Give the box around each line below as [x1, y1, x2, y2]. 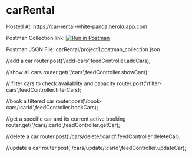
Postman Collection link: [6, 34, 65, 41]
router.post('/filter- [117, 80, 162, 87]
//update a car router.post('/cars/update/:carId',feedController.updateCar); [6, 144, 187, 151]
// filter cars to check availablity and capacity [6, 80, 116, 87]
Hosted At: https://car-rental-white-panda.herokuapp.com [6, 23, 147, 30]
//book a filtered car [6, 98, 55, 105]
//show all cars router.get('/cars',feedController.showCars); [6, 68, 149, 75]
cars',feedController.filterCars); [6, 86, 81, 93]
